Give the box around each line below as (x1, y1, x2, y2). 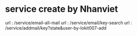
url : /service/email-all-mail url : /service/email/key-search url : (5, 20, 132, 26)
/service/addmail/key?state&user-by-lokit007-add (5, 25, 107, 31)
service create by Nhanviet (5, 3, 118, 15)
